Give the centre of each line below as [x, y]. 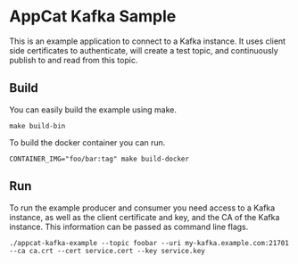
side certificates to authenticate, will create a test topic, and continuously [144, 50]
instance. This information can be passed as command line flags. [129, 227]
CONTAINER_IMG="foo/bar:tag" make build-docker [99, 159]
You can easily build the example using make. [93, 110]
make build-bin [37, 126]
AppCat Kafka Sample [93, 16]
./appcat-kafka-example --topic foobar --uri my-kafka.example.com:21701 [149, 243]
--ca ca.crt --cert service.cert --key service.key [107, 251]
